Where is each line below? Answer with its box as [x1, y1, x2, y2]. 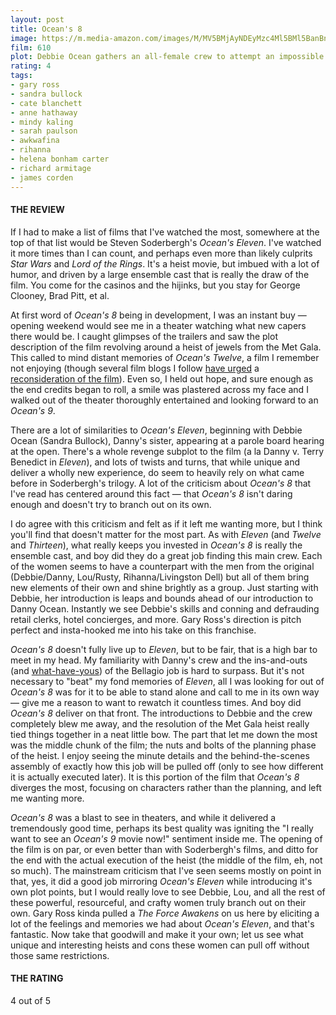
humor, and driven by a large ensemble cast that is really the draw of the [10, 268, 310, 280]
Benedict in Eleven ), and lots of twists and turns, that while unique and [10, 456, 301, 468]
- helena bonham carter [10, 154, 110, 164]
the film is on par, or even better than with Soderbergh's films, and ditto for [10, 843, 319, 855]
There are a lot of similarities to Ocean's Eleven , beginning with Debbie [10, 424, 303, 436]
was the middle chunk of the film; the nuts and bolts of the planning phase [10, 739, 317, 751]
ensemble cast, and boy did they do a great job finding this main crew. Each [10, 549, 323, 561]
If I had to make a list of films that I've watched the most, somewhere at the [10, 226, 320, 238]
